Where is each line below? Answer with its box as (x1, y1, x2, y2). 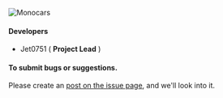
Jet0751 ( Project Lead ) (19, 45, 101, 54)
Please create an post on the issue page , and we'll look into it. (8, 81, 216, 91)
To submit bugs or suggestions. (8, 62, 118, 72)
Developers (8, 26, 49, 36)
